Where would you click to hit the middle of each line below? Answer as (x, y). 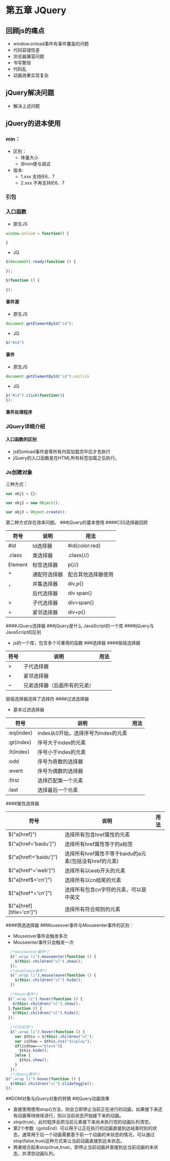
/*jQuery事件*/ (25, 1074)
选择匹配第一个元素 (60, 781)
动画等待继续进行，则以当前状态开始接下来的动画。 (71, 1115)
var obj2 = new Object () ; (33, 503)
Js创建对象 (19, 472)
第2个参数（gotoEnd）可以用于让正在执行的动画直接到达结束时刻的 (83, 1128)
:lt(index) (19, 752)
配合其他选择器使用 (91, 575)
